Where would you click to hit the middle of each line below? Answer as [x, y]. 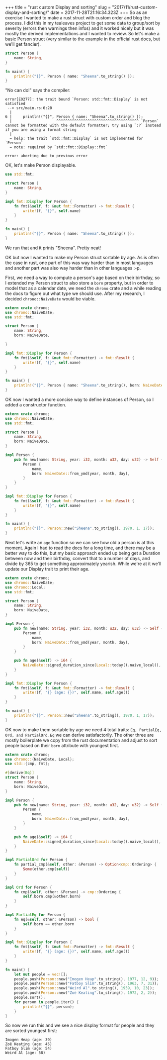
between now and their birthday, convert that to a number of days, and [78, 558]
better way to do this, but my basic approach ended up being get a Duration [83, 553]
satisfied [15, 104]
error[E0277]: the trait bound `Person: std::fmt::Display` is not [77, 99]
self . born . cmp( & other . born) [52, 897]
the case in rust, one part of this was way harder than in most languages [79, 263]
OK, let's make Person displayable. [41, 165]
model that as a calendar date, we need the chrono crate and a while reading [83, 288]
